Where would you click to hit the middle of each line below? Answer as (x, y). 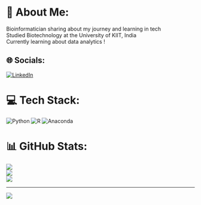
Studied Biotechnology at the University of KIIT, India (71, 35)
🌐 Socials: (26, 60)
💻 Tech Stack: (43, 100)
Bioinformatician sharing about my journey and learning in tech (84, 29)
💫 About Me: (38, 12)
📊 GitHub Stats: (47, 146)
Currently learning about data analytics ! (56, 41)
